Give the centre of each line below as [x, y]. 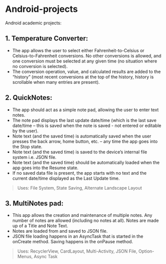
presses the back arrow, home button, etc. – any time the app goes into [85, 141]
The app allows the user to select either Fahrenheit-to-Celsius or [78, 50]
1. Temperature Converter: [47, 38]
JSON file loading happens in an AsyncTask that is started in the [78, 236]
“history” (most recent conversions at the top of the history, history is [83, 77]
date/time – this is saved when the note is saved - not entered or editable [87, 126]
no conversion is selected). [40, 66]
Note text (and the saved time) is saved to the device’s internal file [80, 152]
